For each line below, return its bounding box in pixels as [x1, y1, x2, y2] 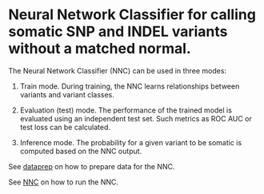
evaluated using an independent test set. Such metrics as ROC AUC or [19, 113, 252, 123]
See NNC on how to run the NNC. [8, 177, 118, 187]
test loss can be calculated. [19, 122, 110, 132]
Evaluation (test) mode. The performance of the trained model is [19, 105, 232, 115]
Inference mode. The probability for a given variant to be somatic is [19, 137, 242, 147]
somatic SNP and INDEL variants [8, 22, 228, 41]
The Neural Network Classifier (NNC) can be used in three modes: [8, 65, 226, 75]
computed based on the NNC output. [19, 146, 142, 156]
